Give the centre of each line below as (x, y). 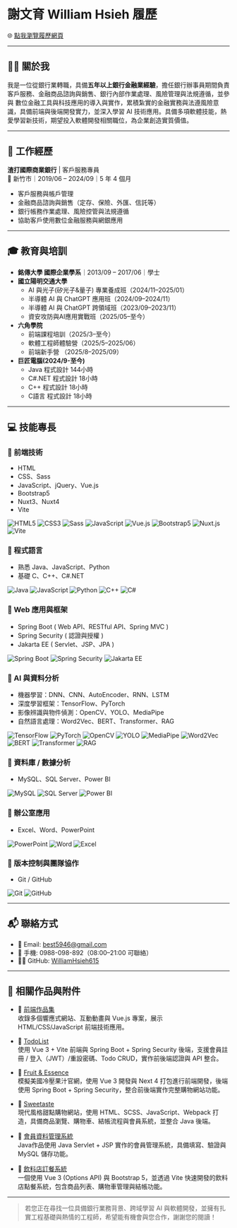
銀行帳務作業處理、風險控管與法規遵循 (73, 211)
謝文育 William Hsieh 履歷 (82, 14)
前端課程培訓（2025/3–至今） (71, 334)
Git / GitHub (35, 879)
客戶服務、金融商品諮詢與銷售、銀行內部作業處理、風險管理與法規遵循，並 (115, 93)
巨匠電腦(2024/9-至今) (51, 361)
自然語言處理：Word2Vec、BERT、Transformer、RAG (96, 721)
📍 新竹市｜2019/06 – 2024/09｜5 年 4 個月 (69, 178)
